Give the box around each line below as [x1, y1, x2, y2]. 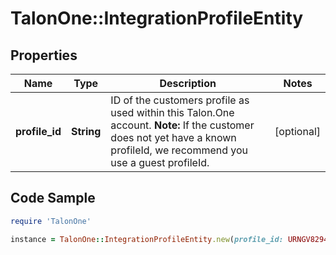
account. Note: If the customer [110, 118, 255, 132]
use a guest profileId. [110, 156, 210, 169]
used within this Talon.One [110, 106, 235, 119]
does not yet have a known [110, 131, 237, 144]
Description [159, 77, 217, 90]
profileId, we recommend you [110, 143, 249, 157]
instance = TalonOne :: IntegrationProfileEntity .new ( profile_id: [10, 234, 284, 244]
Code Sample [10, 190, 96, 207]
